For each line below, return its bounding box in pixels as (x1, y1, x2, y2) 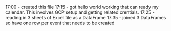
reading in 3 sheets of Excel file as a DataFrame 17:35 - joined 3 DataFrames (5, 15, 166, 20)
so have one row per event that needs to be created (5, 20, 115, 26)
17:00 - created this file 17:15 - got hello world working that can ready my (5, 4, 159, 10)
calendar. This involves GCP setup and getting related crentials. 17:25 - (5, 9, 155, 15)
